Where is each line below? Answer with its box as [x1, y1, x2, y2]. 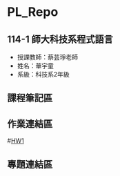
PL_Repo [7, 4, 59, 20]
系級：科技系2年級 [17, 70, 70, 78]
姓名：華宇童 [17, 61, 54, 70]
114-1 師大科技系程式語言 [7, 33, 114, 45]
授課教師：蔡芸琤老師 [17, 53, 78, 61]
